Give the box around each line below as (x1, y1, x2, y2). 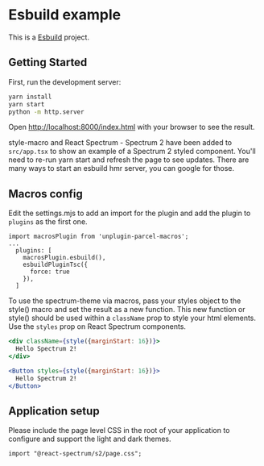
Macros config (8, 187, 83, 201)
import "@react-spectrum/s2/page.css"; (8, 450, 142, 458)
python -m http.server (8, 107, 85, 116)
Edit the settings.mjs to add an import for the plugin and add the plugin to (8, 208, 251, 218)
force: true (29, 268, 70, 276)
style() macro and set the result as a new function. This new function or (8, 305, 245, 314)
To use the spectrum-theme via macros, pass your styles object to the (8, 296, 241, 306)
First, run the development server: (8, 77, 122, 86)
